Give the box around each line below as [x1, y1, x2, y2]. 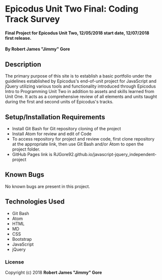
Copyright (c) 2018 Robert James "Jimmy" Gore [5, 269, 102, 275]
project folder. [12, 146, 40, 152]
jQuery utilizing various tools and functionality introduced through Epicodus [5, 83, 156, 89]
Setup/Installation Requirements [5, 113, 105, 121]
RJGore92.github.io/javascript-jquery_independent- [53, 152, 157, 157]
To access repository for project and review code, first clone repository [12, 136, 155, 141]
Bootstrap [12, 236, 32, 242]
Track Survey [5, 14, 60, 25]
